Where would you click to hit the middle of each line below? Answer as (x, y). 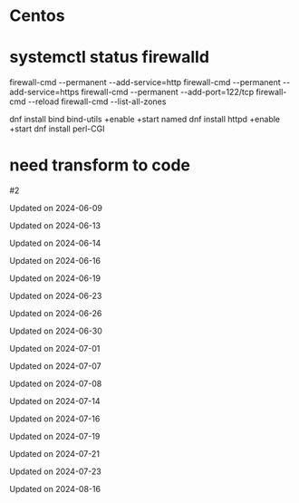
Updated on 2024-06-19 (55, 278)
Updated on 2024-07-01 (55, 349)
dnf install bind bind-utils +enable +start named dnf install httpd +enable (145, 120)
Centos (37, 16)
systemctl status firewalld (110, 58)
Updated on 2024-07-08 (56, 384)
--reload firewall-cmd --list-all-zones (97, 102)
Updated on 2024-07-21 (54, 454)
